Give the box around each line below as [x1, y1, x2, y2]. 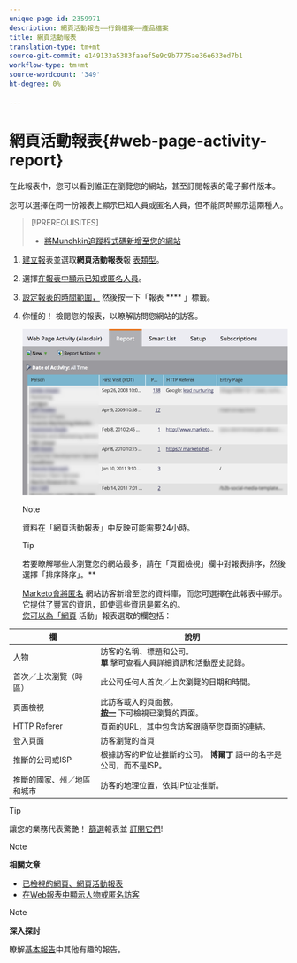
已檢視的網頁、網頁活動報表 [21, 878, 124, 889]
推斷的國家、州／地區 [12, 774, 91, 784]
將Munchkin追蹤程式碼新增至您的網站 [43, 235, 181, 246]
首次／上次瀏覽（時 [12, 671, 83, 682]
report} [9, 150, 64, 170]
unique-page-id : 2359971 [9, 14, 101, 23]
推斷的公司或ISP [12, 754, 72, 765]
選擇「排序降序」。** [21, 569, 96, 580]
